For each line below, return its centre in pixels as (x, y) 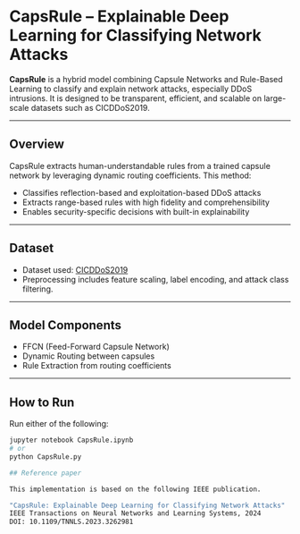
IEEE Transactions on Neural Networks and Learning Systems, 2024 (135, 513)
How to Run (42, 402)
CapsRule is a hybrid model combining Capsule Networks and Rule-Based (146, 79)
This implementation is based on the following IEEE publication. (135, 489)
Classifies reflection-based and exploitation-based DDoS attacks (142, 192)
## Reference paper (46, 473)
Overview (37, 144)
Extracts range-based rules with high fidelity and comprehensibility (146, 202)
